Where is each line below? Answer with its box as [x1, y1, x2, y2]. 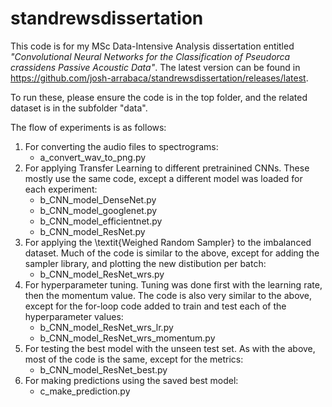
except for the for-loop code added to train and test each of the [24, 300, 287, 312]
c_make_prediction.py [39, 385, 131, 397]
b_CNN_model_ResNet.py [39, 225, 146, 237]
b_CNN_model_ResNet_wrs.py [39, 268, 165, 280]
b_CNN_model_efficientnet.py [39, 215, 163, 227]
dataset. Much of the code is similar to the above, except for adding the [24, 247, 320, 259]
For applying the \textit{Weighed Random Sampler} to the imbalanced [24, 236, 312, 248]
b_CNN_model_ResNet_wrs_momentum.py [39, 332, 216, 344]
